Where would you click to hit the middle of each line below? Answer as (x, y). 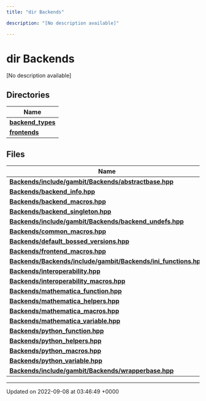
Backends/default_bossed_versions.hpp (70, 241)
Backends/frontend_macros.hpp (58, 252)
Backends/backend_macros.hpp (58, 201)
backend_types (32, 122)
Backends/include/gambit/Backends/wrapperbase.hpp (92, 371)
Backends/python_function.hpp (57, 331)
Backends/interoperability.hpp (55, 271)
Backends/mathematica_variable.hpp (65, 321)
